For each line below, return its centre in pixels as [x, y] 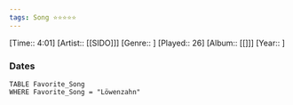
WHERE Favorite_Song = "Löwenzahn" [75, 92]
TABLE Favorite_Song [48, 84]
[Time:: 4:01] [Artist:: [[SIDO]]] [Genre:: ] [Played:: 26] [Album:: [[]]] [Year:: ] [147, 43]
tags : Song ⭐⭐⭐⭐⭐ [43, 17]
